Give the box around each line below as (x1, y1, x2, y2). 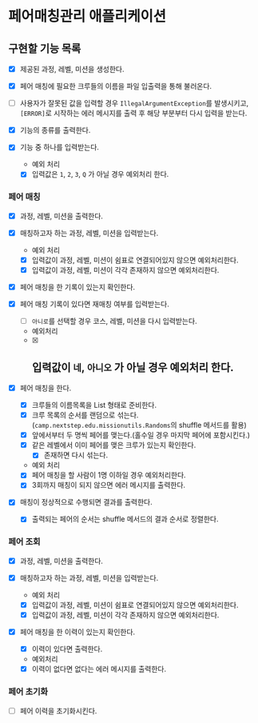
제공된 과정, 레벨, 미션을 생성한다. (19, 65, 125, 74)
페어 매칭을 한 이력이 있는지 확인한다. (19, 627, 136, 637)
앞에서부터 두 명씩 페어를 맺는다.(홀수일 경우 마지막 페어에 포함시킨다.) (31, 430, 250, 440)
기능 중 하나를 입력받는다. (19, 142, 100, 152)
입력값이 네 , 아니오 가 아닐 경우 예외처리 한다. (31, 361, 234, 374)
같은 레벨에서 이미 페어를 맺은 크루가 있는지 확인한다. (31, 441, 196, 450)
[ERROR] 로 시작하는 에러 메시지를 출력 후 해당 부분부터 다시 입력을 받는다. (19, 109, 248, 118)
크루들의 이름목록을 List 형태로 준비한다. (31, 400, 157, 409)
